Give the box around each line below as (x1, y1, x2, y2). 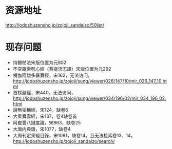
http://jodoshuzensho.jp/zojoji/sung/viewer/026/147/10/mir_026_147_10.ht (12, 78, 167, 84)
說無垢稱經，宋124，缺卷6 (12, 107, 68, 113)
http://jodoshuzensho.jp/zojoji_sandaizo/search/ (12, 138, 115, 144)
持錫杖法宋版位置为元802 (12, 59, 67, 66)
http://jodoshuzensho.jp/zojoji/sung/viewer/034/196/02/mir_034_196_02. (12, 95, 166, 101)
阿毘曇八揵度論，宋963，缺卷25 (12, 119, 81, 125)
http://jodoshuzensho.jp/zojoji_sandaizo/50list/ (5, 22, 105, 28)
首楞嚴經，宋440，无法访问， (12, 89, 76, 95)
